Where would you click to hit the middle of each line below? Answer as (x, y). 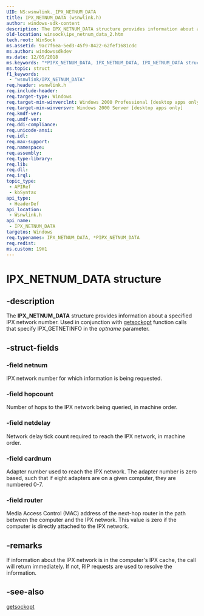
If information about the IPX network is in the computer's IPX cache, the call (101, 560)
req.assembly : (24, 153)
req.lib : (17, 164)
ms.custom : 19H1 (27, 249)
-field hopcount (30, 394)
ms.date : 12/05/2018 (32, 57)
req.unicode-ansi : (29, 130)
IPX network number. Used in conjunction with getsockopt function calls (97, 322)
